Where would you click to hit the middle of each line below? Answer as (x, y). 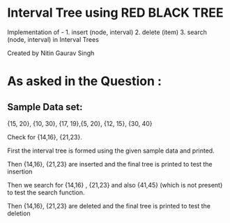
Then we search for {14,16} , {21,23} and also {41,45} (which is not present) (115, 185)
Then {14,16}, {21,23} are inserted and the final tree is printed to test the (110, 164)
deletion (19, 213)
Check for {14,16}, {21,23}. (45, 137)
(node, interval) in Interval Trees (53, 39)
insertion (20, 171)
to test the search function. (46, 192)
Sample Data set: (45, 107)
